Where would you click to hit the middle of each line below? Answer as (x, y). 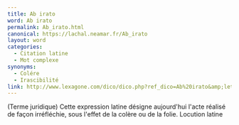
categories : (25, 47)
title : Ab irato (31, 14)
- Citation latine (41, 54)
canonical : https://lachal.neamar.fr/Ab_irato (78, 34)
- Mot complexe (36, 60)
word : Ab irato (30, 21)
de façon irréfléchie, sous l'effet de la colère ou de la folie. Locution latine (115, 114)
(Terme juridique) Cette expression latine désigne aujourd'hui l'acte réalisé (117, 107)
